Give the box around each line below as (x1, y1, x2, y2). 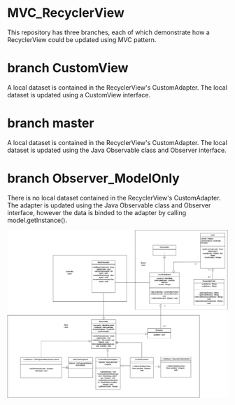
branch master (7, 116, 94, 131)
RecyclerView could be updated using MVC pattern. (7, 35, 157, 43)
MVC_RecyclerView (7, 5, 124, 21)
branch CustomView (7, 60, 129, 76)
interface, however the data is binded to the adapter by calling (7, 208, 187, 217)
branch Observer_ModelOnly (7, 170, 180, 186)
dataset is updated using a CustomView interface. (7, 90, 151, 99)
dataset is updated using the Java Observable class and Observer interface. (7, 146, 227, 154)
